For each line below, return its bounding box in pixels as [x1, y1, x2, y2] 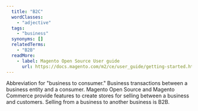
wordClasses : [11, 14, 44, 20]
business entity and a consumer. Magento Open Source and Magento [6, 86, 175, 93]
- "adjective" [16, 19, 51, 25]
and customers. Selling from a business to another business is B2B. [6, 99, 170, 106]
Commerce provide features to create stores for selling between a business [6, 92, 190, 99]
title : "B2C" [11, 8, 44, 15]
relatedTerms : [11, 42, 46, 48]
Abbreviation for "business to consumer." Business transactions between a [6, 80, 188, 87]
